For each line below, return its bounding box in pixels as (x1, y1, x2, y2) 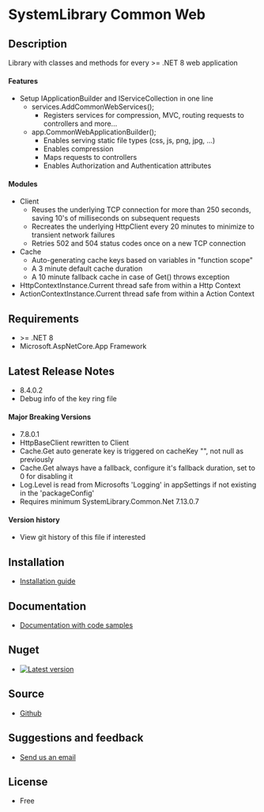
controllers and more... (43, 119, 118, 128)
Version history (8, 514, 61, 524)
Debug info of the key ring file (19, 394, 117, 404)
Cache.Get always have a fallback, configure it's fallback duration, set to (19, 463, 255, 472)
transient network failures (31, 230, 115, 240)
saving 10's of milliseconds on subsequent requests (31, 214, 200, 223)
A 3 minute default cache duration (31, 264, 143, 274)
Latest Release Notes (8, 364, 115, 378)
